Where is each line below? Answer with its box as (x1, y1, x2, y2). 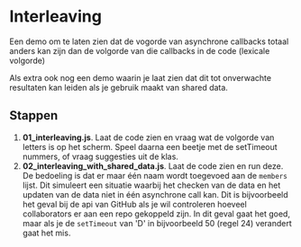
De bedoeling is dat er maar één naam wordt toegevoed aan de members (22, 170, 288, 181)
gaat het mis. (22, 227, 71, 238)
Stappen (9, 108, 59, 123)
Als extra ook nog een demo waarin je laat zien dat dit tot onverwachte (9, 72, 272, 83)
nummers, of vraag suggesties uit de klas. (22, 151, 178, 162)
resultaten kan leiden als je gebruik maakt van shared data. (9, 82, 228, 93)
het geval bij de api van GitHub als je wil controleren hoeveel (22, 198, 248, 209)
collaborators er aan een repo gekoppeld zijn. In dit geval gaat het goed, (22, 208, 291, 219)
